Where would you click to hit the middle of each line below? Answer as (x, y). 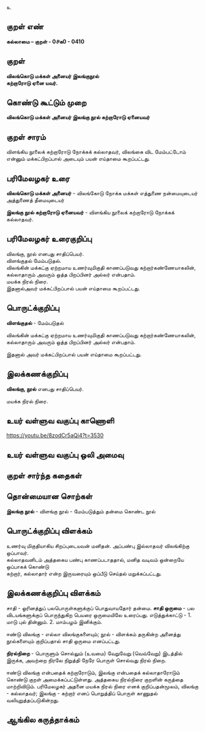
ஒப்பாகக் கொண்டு (28, 566)
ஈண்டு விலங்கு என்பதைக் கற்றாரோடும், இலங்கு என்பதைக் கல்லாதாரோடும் (93, 672)
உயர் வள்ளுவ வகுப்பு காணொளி (60, 420)
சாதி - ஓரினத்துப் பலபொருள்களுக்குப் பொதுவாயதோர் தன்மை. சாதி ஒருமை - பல (100, 608)
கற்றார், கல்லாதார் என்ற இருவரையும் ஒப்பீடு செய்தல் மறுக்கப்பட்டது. (84, 573)
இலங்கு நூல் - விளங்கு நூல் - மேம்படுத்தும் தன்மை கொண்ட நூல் (81, 511)
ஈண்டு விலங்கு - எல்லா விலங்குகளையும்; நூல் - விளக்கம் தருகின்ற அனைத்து (94, 634)
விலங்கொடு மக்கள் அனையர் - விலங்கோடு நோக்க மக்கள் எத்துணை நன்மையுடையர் (102, 193)
